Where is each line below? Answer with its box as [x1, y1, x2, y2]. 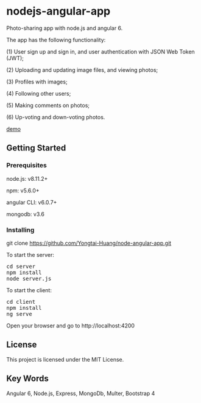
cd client [6, 298, 35, 305]
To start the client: [6, 286, 52, 293]
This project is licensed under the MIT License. [6, 356, 124, 363]
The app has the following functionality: [6, 36, 106, 43]
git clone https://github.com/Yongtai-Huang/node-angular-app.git [6, 239, 172, 247]
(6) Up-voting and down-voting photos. [6, 113, 105, 121]
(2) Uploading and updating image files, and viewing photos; [6, 66, 158, 74]
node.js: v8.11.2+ [6, 175, 48, 182]
